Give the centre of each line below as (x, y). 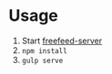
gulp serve (42, 60)
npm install (44, 51)
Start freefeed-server (62, 41)
